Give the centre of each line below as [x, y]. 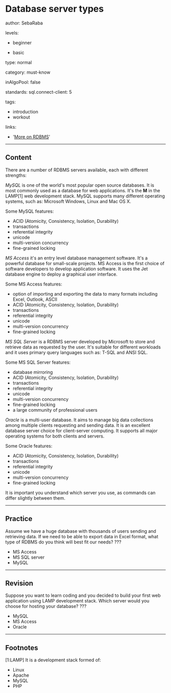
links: [11, 127]
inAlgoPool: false [23, 82]
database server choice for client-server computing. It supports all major [81, 430]
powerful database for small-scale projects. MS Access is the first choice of [85, 263]
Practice [19, 519]
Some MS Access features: [34, 284]
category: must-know [28, 72]
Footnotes [22, 647]
